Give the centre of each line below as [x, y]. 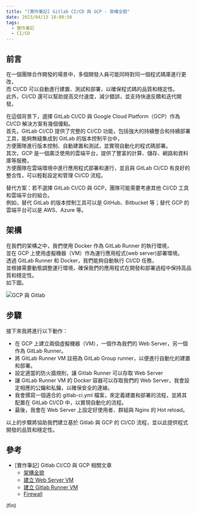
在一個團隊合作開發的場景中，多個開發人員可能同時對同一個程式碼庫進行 [94, 74]
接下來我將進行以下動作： [37, 330]
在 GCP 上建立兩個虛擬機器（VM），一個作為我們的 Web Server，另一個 [101, 343]
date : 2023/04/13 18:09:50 [39, 17]
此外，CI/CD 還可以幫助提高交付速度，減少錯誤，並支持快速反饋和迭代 [91, 96]
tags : [13, 22]
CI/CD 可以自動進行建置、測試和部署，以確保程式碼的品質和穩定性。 [95, 89]
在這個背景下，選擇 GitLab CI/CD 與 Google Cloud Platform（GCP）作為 [93, 116]
